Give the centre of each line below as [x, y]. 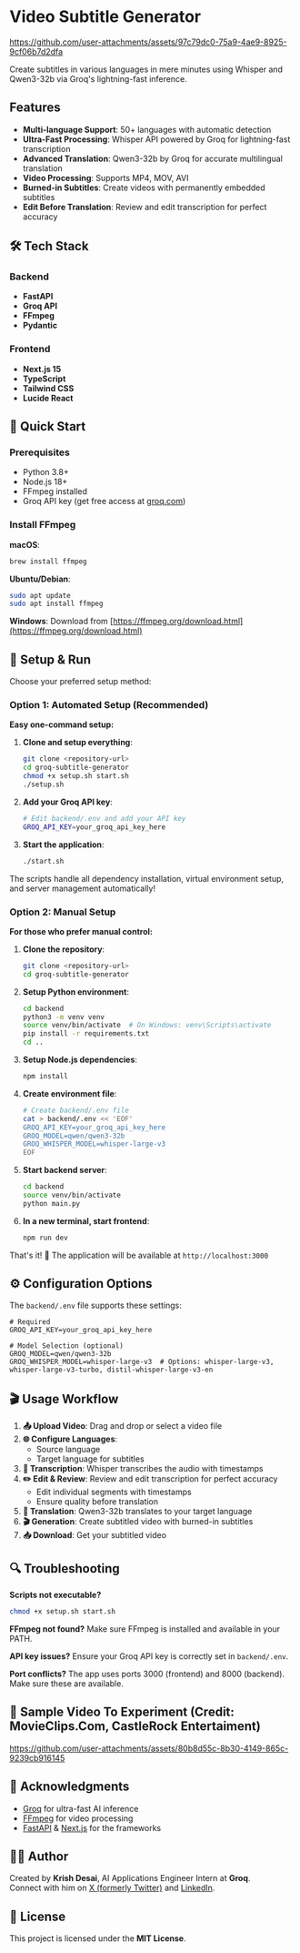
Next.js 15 [42, 369]
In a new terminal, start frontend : [86, 1220]
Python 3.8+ [46, 472]
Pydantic [40, 326]
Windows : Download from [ [61, 622]
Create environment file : [70, 1093]
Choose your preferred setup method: [80, 682]
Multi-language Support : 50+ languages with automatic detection [147, 129]
